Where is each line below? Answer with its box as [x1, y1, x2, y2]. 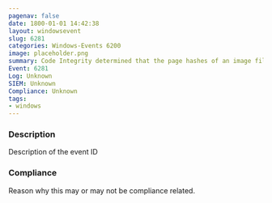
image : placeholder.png [8, 49, 89, 57]
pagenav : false [8, 11, 60, 20]
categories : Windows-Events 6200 [8, 42, 121, 50]
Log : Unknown [8, 72, 53, 80]
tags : [8, 95, 27, 103]
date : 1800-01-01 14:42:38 [8, 19, 100, 27]
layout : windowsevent [8, 27, 82, 35]
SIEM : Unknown [8, 79, 57, 87]
